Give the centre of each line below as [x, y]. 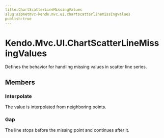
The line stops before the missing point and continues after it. [67, 130]
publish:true [18, 19]
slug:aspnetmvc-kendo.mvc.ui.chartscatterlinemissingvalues [68, 14]
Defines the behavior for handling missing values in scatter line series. [76, 67]
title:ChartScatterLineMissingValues [44, 10]
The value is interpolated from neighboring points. [56, 107]
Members [20, 82]
